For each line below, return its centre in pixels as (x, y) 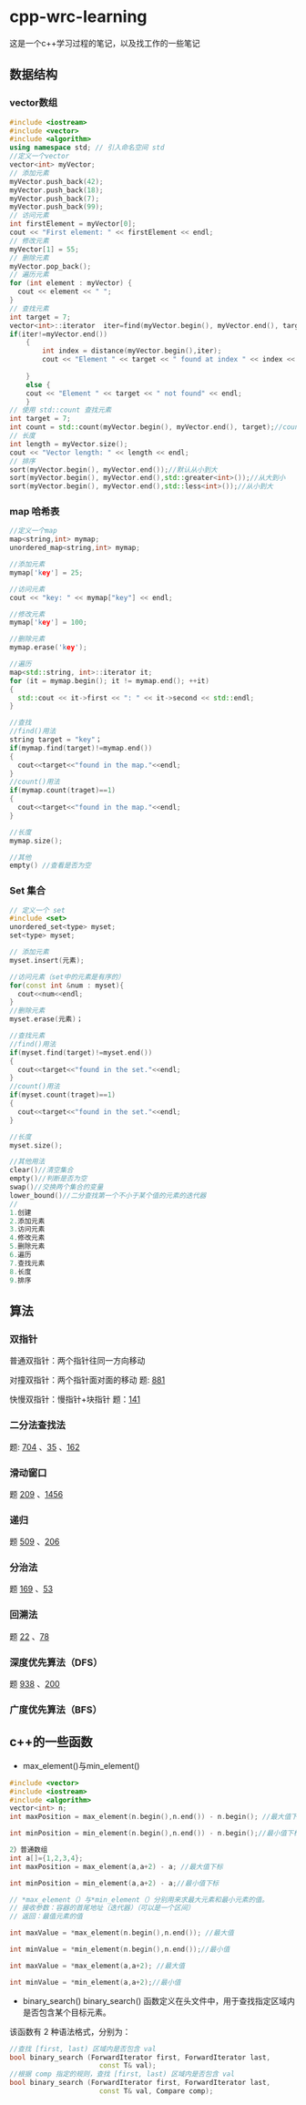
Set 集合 (28, 891)
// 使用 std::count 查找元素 (61, 410)
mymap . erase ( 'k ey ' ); (49, 648)
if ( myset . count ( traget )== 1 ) (63, 1095)
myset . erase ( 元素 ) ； (46, 1019)
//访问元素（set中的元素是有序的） (67, 976)
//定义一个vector (40, 157)
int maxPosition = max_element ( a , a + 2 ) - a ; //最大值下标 (116, 1866)
